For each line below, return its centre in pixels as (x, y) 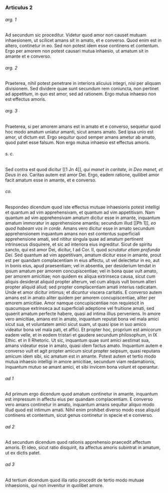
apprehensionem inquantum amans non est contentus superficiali (73, 233)
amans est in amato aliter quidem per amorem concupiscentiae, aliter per (80, 297)
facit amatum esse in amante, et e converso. (51, 180)
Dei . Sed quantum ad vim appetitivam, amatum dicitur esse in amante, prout (83, 255)
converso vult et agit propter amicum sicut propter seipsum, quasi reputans (83, 351)
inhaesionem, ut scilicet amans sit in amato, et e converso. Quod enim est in (83, 40)
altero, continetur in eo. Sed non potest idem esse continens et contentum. (82, 46)
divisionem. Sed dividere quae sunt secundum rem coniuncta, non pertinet (82, 89)
